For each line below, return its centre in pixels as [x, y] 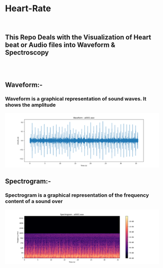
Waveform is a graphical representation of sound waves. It [76, 99]
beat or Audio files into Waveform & [60, 45]
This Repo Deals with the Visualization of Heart [78, 37]
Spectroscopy [27, 52]
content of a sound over [34, 202]
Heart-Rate [28, 9]
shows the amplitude [31, 105]
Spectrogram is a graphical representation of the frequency [77, 195]
